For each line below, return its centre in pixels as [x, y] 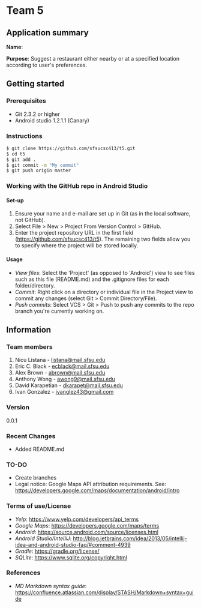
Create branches [36, 478]
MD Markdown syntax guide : [51, 586]
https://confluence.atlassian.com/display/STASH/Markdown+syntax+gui [104, 592]
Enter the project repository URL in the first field [74, 233]
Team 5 [25, 11]
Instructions [25, 136]
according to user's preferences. [47, 65]
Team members [29, 347]
